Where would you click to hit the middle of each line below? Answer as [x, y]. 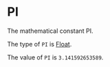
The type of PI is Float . [40, 44]
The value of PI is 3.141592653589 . [55, 57]
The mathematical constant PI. [51, 31]
